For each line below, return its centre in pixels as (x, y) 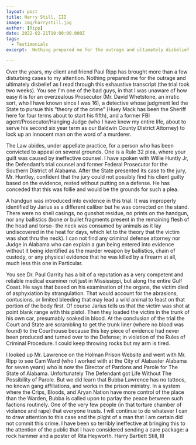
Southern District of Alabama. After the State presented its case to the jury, (96, 170)
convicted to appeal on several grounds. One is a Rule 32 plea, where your (96, 152)
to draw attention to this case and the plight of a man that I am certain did (94, 417)
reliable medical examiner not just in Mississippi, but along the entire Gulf (94, 280)
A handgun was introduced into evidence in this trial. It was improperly (91, 200)
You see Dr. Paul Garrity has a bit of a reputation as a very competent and (95, 275)
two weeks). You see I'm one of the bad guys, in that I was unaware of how (97, 90)
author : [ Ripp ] (25, 28)
